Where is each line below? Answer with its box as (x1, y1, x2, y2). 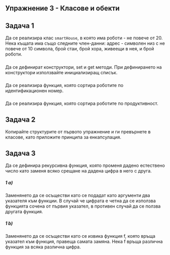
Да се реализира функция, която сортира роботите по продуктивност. (5, 100, 158, 106)
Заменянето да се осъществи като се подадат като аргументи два (5, 192, 151, 198)
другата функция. (5, 208, 43, 214)
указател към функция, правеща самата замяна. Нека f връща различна (5, 238, 163, 244)
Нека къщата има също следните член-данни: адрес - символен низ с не (5, 40, 165, 46)
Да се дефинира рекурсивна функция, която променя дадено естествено (5, 162, 165, 168)
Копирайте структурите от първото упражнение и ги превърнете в (5, 129, 151, 135)
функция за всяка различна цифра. (5, 244, 81, 250)
